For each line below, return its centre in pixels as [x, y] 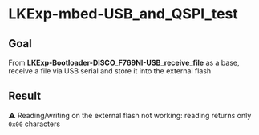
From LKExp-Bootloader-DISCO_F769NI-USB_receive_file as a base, [124, 62]
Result [25, 96]
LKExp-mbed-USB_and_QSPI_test [123, 14]
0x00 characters [34, 124]
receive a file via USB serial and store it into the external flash [110, 71]
